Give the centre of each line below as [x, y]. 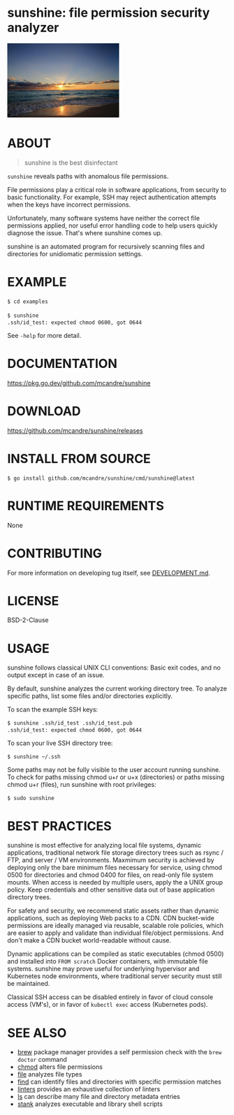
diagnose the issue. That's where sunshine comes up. [85, 232]
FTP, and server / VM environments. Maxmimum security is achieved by [111, 860]
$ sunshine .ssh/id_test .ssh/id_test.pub [70, 723]
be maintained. [29, 984]
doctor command [42, 1060]
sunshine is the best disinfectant [71, 163]
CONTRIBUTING [55, 553]
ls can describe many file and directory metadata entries [98, 1097]
